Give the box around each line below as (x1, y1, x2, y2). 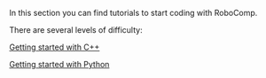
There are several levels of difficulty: (9, 25, 144, 35)
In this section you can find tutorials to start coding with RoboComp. (9, 8, 258, 18)
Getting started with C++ (9, 42, 100, 52)
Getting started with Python (9, 59, 110, 69)
